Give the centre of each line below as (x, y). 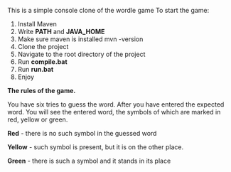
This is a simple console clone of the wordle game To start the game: (108, 10)
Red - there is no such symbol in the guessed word (82, 133)
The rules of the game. (42, 91)
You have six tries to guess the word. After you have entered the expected (116, 104)
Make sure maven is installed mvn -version (80, 39)
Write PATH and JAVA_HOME (61, 32)
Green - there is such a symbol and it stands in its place (89, 161)
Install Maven (37, 24)
